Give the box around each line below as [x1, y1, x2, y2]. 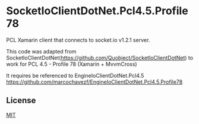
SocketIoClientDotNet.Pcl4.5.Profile [6, 4, 188, 18]
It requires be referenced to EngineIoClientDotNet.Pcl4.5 [6, 72, 144, 79]
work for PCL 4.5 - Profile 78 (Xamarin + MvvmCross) [6, 61, 138, 68]
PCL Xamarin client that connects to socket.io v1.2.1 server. [6, 36, 150, 43]
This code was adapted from [6, 47, 77, 55]
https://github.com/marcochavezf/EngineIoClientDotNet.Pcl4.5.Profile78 [6, 78, 183, 85]
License [6, 96, 36, 106]
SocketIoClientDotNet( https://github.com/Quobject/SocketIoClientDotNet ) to [6, 54, 194, 61]
